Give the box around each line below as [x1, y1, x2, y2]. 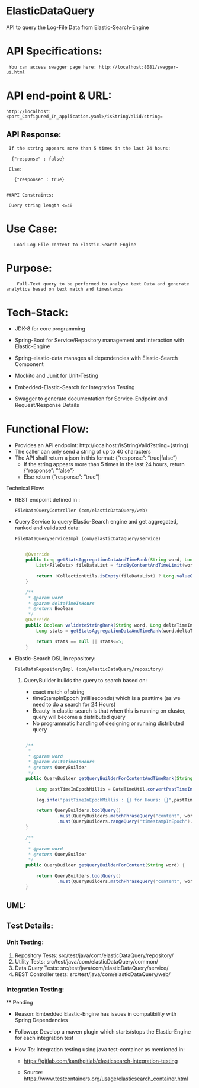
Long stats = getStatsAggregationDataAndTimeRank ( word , [36, 628, 177, 634]
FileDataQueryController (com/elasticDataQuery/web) [14, 508, 148, 513]
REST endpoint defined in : [14, 496, 81, 503]
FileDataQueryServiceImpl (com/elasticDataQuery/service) [14, 536, 161, 542]
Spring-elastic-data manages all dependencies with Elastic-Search [14, 354, 178, 362]
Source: [23, 1069, 43, 1076]
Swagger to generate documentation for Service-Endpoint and [14, 395, 168, 402]
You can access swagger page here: [8, 64, 97, 70]
